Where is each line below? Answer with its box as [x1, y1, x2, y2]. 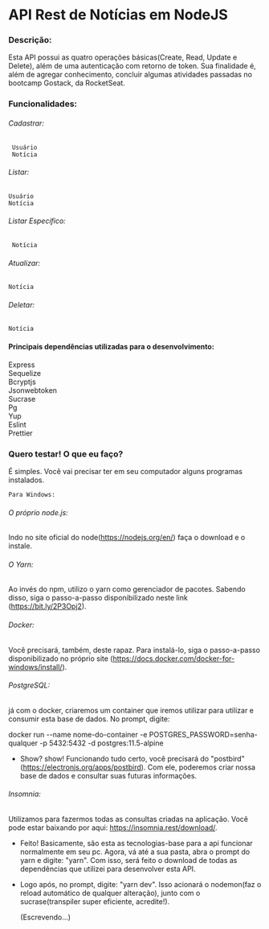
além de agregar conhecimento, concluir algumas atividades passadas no [8, 70, 253, 80]
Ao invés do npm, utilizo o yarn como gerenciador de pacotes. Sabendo [8, 584, 247, 594]
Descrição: [8, 35, 52, 46]
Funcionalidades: [8, 98, 78, 109]
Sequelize [8, 368, 42, 378]
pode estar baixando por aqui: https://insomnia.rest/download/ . [8, 823, 218, 832]
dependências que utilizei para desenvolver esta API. [19, 864, 196, 873]
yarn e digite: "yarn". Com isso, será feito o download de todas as [19, 855, 238, 865]
